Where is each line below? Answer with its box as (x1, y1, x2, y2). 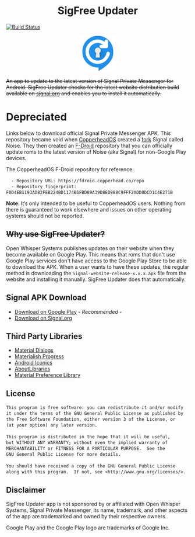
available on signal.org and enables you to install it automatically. (6, 89, 162, 97)
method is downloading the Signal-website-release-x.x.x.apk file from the (6, 269, 187, 276)
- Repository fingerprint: (11, 183, 77, 189)
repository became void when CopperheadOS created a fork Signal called (6, 136, 183, 143)
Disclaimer (6, 485, 46, 495)
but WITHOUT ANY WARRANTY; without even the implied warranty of (6, 440, 168, 446)
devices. (6, 154, 27, 161)
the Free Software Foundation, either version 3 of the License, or (6, 417, 176, 422)
